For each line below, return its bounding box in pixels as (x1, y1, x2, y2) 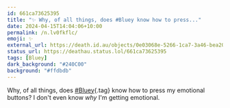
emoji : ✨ (7, 36, 33, 42)
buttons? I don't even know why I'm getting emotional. (7, 93, 160, 101)
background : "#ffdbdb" (7, 67, 72, 74)
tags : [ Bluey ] (7, 55, 48, 62)
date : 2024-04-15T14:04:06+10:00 (7, 23, 103, 29)
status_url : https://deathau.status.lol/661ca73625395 (7, 49, 167, 55)
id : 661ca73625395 (7, 10, 60, 17)
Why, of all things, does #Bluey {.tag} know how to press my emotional (7, 86, 205, 94)
